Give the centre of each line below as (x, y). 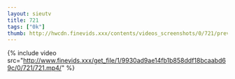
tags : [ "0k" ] (26, 27)
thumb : (17, 33)
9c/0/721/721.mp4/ (34, 68)
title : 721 (23, 20)
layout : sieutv (29, 14)
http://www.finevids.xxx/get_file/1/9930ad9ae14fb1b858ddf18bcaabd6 (124, 61)
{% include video (32, 53)
